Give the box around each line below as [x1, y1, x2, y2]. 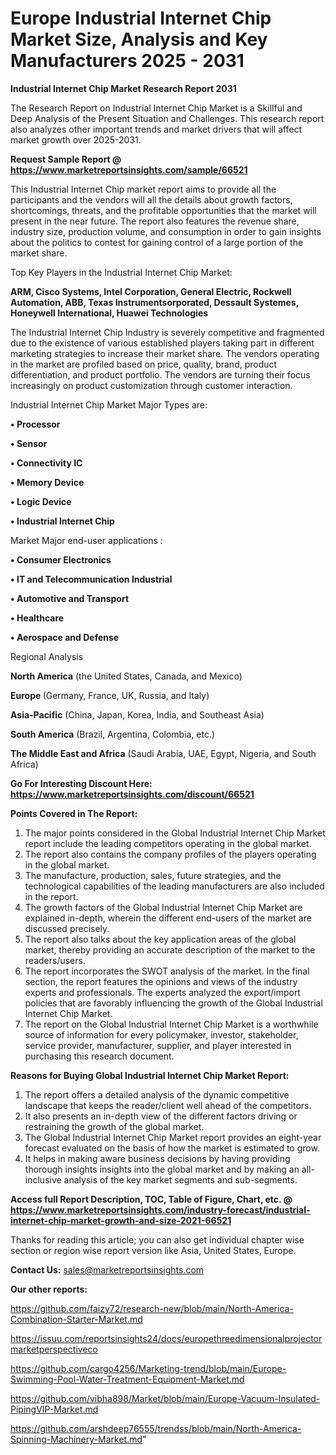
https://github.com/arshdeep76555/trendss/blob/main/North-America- [10, 1422, 302, 1434]
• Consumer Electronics [10, 553, 112, 566]
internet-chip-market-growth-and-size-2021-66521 [10, 1214, 232, 1226]
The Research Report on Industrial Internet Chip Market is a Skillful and [10, 102, 303, 114]
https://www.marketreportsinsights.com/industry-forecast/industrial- [10, 1203, 311, 1216]
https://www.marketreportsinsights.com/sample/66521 [10, 163, 248, 176]
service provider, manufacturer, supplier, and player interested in [24, 1039, 292, 1051]
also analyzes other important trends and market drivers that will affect [10, 123, 303, 135]
